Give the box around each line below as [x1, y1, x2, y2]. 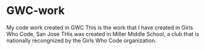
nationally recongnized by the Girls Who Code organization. [6, 37, 157, 44]
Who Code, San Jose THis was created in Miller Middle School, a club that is [6, 30, 199, 37]
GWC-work [6, 4, 65, 18]
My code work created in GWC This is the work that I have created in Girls [6, 24, 193, 31]
